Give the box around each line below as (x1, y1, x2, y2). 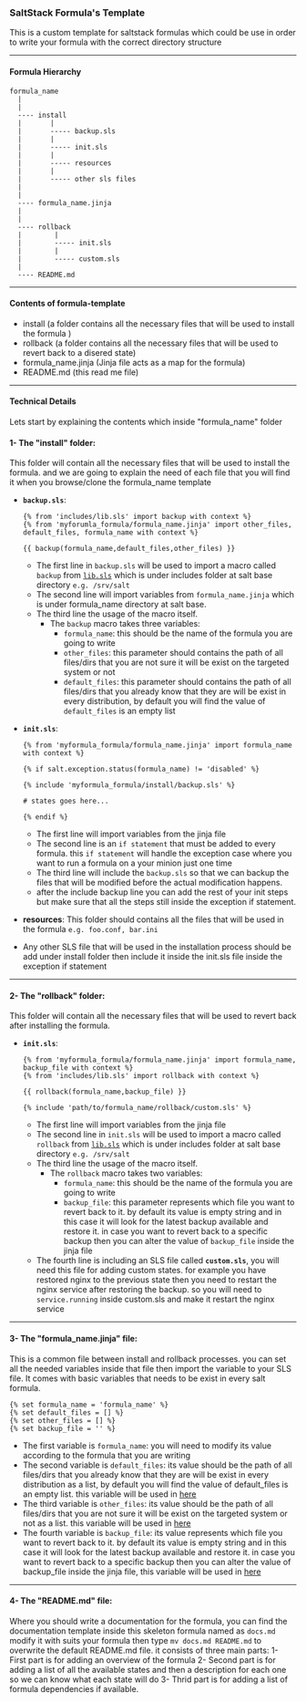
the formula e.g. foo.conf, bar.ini (22, 924, 158, 935)
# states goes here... (22, 796, 109, 806)
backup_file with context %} (22, 1064, 134, 1073)
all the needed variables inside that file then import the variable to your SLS (9, 1363, 291, 1374)
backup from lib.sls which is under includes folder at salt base (36, 570, 273, 581)
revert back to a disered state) (22, 347, 137, 358)
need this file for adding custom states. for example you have (36, 1265, 267, 1276)
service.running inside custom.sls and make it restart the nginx (36, 1293, 275, 1305)
